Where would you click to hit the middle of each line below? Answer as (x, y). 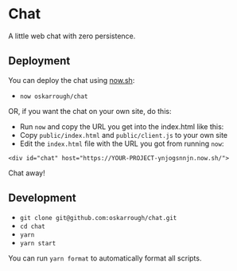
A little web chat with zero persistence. (72, 36)
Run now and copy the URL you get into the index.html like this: (122, 126)
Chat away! (27, 173)
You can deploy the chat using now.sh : (72, 80)
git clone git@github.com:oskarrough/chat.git (98, 218)
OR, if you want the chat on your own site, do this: (90, 111)
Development (43, 198)
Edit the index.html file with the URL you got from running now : (122, 143)
